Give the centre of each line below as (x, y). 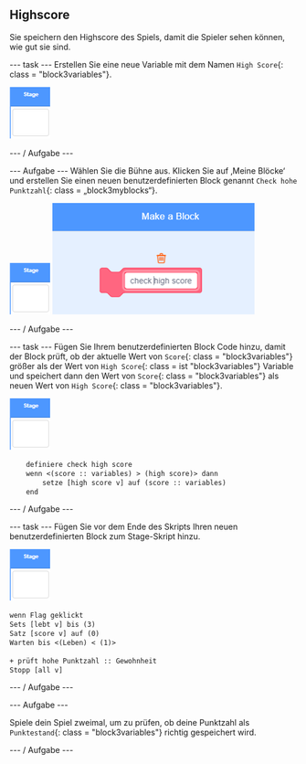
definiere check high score (79, 464)
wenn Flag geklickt (47, 615)
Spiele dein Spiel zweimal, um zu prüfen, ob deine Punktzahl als (130, 722)
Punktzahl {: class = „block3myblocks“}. (84, 190)
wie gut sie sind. (40, 47)
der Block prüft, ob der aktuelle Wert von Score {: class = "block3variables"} (152, 356)
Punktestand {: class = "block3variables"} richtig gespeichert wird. (133, 732)
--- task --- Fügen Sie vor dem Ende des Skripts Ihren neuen (124, 526)
